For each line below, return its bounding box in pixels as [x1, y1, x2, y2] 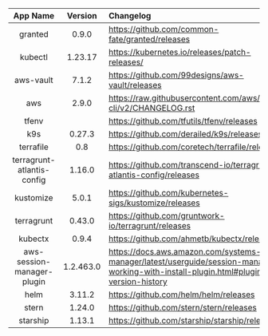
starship [18, 315, 49, 326]
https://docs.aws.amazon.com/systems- [108, 247, 262, 257]
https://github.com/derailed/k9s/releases [108, 128, 263, 139]
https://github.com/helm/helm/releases [108, 289, 255, 300]
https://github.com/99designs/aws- [108, 69, 245, 81]
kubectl [19, 52, 48, 62]
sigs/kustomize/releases [108, 197, 201, 208]
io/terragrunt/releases [108, 220, 191, 231]
